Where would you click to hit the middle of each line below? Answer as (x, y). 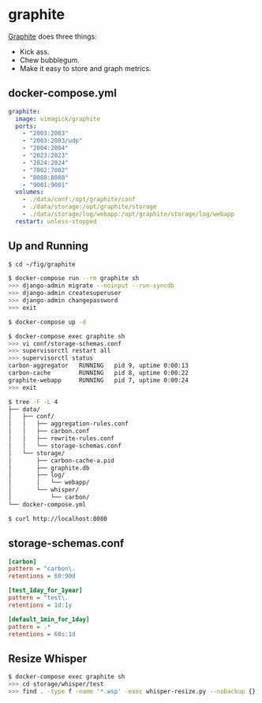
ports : (26, 126)
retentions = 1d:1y (40, 605)
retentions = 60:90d (42, 576)
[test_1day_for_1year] (45, 591)
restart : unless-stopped (56, 221)
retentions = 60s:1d (42, 634)
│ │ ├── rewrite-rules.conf (61, 439)
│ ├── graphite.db (49, 468)
